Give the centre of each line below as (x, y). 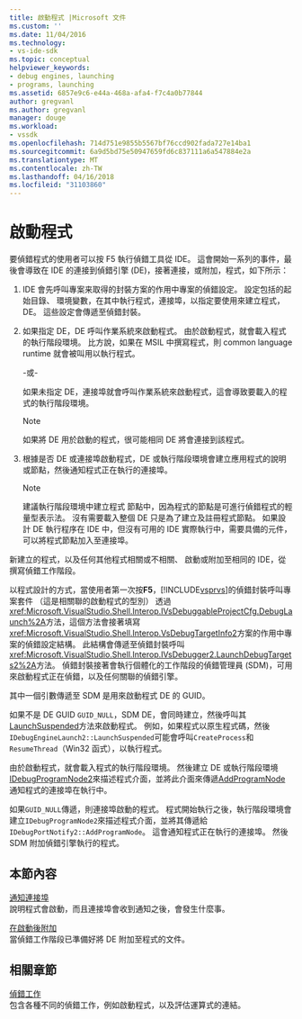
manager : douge (38, 118)
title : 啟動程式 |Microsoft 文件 (68, 18)
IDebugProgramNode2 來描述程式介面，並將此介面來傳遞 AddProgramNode (147, 779)
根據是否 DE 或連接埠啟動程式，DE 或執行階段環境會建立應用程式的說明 (154, 459)
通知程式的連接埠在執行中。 (61, 790)
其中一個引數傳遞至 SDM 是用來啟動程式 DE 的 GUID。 (110, 696)
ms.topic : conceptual (50, 59)
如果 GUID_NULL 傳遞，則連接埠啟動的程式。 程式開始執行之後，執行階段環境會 (151, 809)
